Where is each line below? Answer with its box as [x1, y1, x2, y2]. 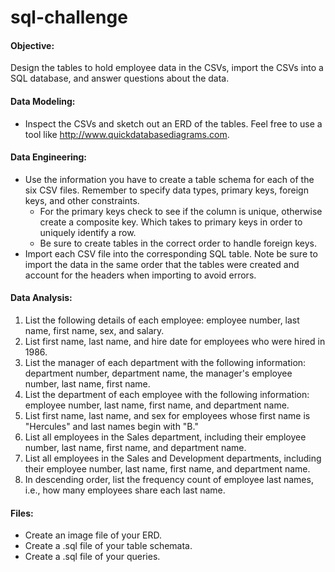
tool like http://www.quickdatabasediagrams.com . [24, 128, 230, 140]
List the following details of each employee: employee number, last [24, 314, 300, 326]
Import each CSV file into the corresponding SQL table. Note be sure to [24, 247, 318, 260]
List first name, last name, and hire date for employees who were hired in [24, 336, 326, 347]
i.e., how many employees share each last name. [24, 484, 226, 496]
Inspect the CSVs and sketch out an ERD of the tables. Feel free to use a [24, 117, 323, 130]
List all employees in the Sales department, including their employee [24, 431, 307, 443]
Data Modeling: [10, 95, 76, 107]
